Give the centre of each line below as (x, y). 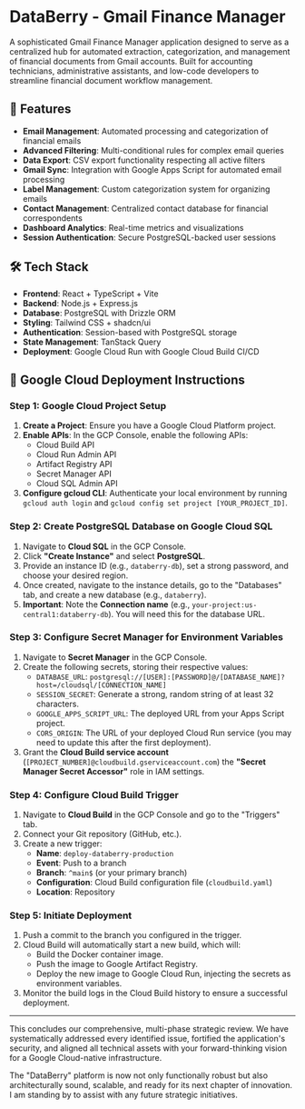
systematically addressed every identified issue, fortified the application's (148, 1039)
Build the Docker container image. (100, 954)
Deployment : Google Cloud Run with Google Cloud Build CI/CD (141, 351)
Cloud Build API (65, 445)
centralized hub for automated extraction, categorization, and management (150, 51)
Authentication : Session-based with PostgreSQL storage (130, 332)
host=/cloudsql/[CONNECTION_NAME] (101, 685)
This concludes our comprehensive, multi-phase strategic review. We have (149, 1029)
